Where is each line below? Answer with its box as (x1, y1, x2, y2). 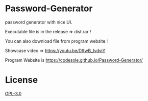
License (5, 75, 38, 86)
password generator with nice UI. (5, 19, 73, 25)
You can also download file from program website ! (5, 38, 108, 44)
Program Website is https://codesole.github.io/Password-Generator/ (5, 57, 143, 63)
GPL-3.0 (5, 90, 22, 96)
